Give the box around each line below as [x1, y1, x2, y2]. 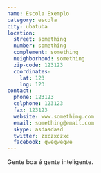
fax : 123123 [13, 107, 48, 113]
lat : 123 [19, 74, 45, 82]
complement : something [13, 49, 79, 56]
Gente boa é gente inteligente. [7, 158, 93, 166]
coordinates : [13, 68, 51, 75]
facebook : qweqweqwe [13, 139, 73, 146]
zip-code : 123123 [13, 62, 64, 69]
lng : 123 [19, 81, 45, 88]
